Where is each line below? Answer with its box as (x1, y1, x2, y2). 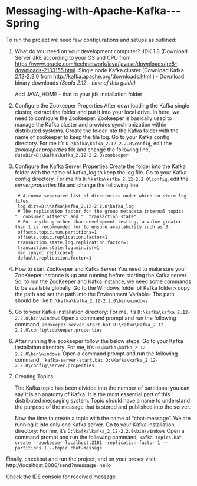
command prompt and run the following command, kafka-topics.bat (14, 433, 182, 440)
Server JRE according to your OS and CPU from (14, 54, 131, 61)
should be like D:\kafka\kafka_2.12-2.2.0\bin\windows (14, 297, 148, 304)
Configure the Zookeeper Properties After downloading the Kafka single (14, 102, 190, 109)
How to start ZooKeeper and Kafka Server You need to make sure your (14, 265, 187, 273)
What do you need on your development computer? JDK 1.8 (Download (14, 47, 188, 54)
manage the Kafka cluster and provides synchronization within (14, 121, 167, 128)
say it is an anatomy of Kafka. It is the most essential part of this (14, 390, 170, 397)
